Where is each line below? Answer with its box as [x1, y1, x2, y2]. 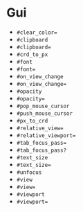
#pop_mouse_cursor [16, 103, 70, 109]
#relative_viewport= [16, 132, 76, 139]
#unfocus [16, 168, 42, 176]
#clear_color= [16, 29, 57, 36]
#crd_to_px [16, 51, 48, 58]
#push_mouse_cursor [16, 109, 73, 117]
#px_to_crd [16, 117, 48, 124]
